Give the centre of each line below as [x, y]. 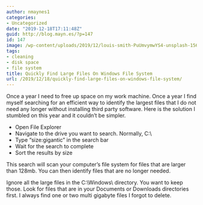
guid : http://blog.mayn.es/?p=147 [50, 34]
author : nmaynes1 [28, 12]
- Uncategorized [27, 23]
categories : [21, 17]
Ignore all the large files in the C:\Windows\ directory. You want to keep [95, 183]
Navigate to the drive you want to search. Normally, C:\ [83, 134]
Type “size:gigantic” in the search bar [62, 140]
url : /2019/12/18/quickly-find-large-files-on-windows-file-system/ [94, 79]
